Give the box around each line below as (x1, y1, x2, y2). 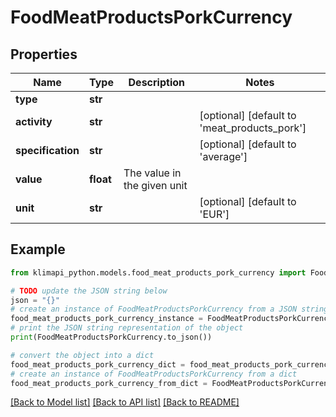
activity (15, 115, 53, 128)
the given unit (123, 179, 188, 192)
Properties (10, 46, 78, 63)
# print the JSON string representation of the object (10, 323, 244, 333)
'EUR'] (199, 207, 230, 221)
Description (128, 76, 185, 89)
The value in (123, 166, 182, 180)
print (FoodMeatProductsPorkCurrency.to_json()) (10, 332, 213, 343)
